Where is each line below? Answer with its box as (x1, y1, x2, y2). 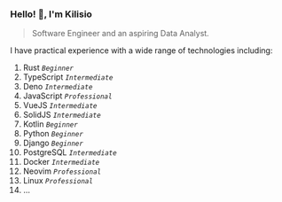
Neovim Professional (22, 166, 101, 176)
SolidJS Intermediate (22, 110, 101, 120)
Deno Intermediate (22, 82, 93, 92)
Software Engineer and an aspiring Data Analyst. (31, 28, 209, 39)
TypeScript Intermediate (22, 72, 114, 82)
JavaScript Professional (22, 90, 113, 101)
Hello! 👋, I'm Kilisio (10, 8, 92, 20)
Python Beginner (22, 128, 83, 139)
